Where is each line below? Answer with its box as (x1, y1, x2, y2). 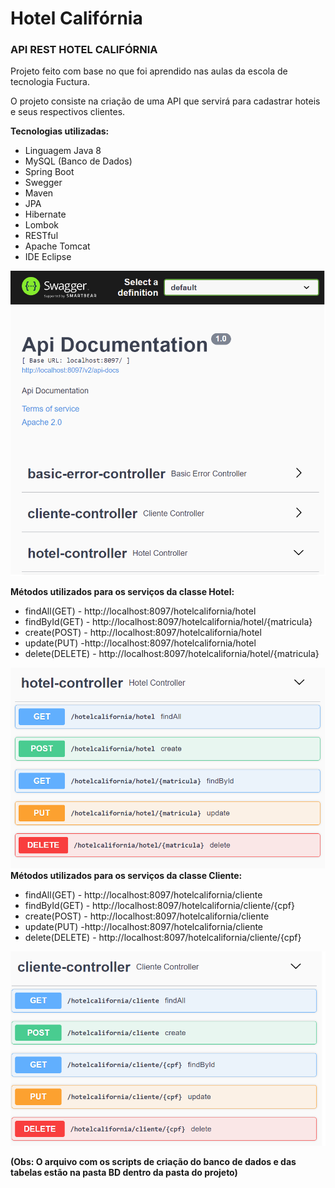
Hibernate (24, 208, 67, 221)
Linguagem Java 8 (24, 145, 102, 157)
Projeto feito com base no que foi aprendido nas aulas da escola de (10, 65, 288, 77)
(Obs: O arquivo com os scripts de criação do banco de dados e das (10, 1156, 297, 1168)
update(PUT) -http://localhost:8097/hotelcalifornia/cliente (24, 920, 264, 932)
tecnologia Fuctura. (10, 76, 90, 88)
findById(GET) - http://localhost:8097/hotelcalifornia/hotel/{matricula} (24, 616, 313, 628)
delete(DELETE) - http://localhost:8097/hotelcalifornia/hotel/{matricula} (24, 648, 320, 660)
